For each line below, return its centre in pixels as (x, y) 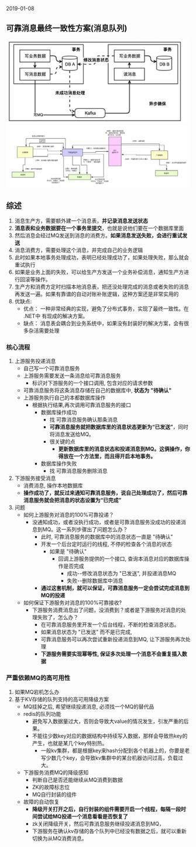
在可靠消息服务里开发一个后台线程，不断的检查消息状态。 (110, 625)
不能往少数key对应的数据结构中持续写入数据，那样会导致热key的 (110, 736)
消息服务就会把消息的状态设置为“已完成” (72, 500)
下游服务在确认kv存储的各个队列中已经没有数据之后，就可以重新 (109, 831)
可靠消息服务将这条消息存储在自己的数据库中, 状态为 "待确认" (97, 390)
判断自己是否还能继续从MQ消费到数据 (77, 780)
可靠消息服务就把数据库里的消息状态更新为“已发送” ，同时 (119, 427)
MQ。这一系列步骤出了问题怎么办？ (85, 530)
